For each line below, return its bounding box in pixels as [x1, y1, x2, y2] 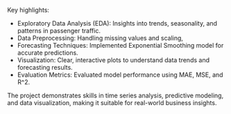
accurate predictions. [17, 48, 78, 57]
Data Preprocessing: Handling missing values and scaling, [17, 34, 184, 42]
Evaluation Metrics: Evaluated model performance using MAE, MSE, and [17, 70, 223, 79]
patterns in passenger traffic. [17, 27, 101, 35]
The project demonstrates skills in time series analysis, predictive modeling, [7, 91, 224, 99]
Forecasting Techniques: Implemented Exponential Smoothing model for [17, 41, 224, 49]
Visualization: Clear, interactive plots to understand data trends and [17, 56, 210, 64]
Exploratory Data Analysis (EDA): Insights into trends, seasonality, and [17, 19, 217, 27]
